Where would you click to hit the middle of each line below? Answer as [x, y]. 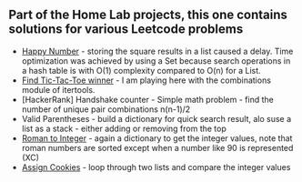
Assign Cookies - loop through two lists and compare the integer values [156, 167]
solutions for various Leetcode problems [126, 30]
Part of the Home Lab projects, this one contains [148, 15]
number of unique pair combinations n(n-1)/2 [106, 109]
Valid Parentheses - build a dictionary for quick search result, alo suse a [156, 118]
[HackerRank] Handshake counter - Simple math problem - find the [147, 99]
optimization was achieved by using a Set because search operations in [156, 61]
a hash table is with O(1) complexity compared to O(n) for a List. [141, 70]
